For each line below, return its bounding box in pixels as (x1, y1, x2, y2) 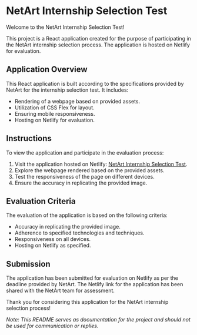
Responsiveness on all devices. (14, 236, 91, 243)
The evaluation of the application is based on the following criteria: (6, 212, 168, 219)
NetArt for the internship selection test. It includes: (6, 86, 129, 93)
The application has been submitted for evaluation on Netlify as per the (6, 274, 178, 282)
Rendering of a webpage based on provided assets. (14, 98, 141, 105)
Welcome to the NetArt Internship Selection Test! (6, 24, 125, 31)
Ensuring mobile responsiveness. (14, 110, 95, 117)
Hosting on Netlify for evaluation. (14, 116, 95, 123)
